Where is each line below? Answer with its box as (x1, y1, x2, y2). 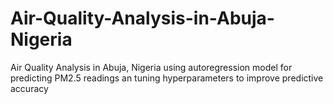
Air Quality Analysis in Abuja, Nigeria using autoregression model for (10, 61, 293, 73)
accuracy (10, 82, 49, 94)
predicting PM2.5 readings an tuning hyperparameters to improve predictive (10, 72, 324, 84)
